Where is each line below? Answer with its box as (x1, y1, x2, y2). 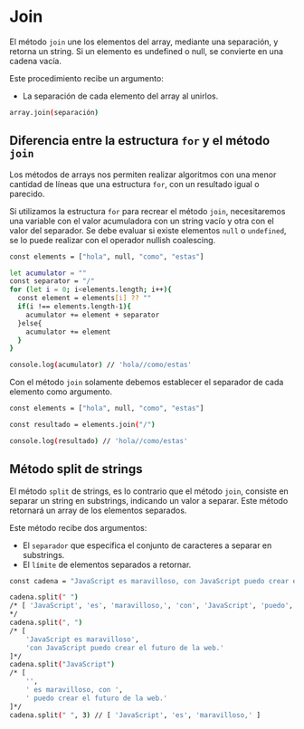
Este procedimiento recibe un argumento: (9, 72, 165, 83)
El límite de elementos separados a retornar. (22, 559, 192, 570)
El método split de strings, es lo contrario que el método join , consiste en (9, 486, 290, 497)
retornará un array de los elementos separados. (9, 505, 187, 516)
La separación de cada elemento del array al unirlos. (22, 90, 219, 101)
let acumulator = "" (9, 269, 88, 278)
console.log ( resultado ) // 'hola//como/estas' (9, 436, 188, 445)
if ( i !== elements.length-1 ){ (17, 302, 131, 311)
